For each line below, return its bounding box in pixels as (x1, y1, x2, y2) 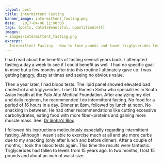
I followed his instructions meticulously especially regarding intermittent (5, 127, 149, 132)
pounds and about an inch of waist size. (5, 152, 85, 158)
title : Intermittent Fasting (5, 12, 64, 16)
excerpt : (5, 39, 23, 44)
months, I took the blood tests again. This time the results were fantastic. (5, 142, 150, 148)
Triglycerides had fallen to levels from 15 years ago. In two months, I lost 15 (5, 147, 155, 153)
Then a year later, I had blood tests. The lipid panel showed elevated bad (5, 81, 150, 87)
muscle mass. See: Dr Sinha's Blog (5, 117, 75, 123)
